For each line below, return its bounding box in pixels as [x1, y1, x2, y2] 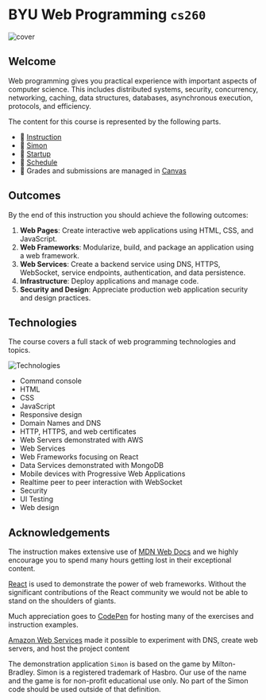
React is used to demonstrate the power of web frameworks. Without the [8, 579, 247, 589]
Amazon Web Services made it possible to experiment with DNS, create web [8, 636, 258, 645]
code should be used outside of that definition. [8, 685, 161, 694]
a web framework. [19, 250, 79, 260]
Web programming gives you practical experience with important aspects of [8, 75, 257, 85]
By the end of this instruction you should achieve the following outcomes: [8, 210, 249, 219]
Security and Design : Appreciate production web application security [19, 284, 249, 294]
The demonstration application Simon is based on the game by [8, 659, 210, 669]
